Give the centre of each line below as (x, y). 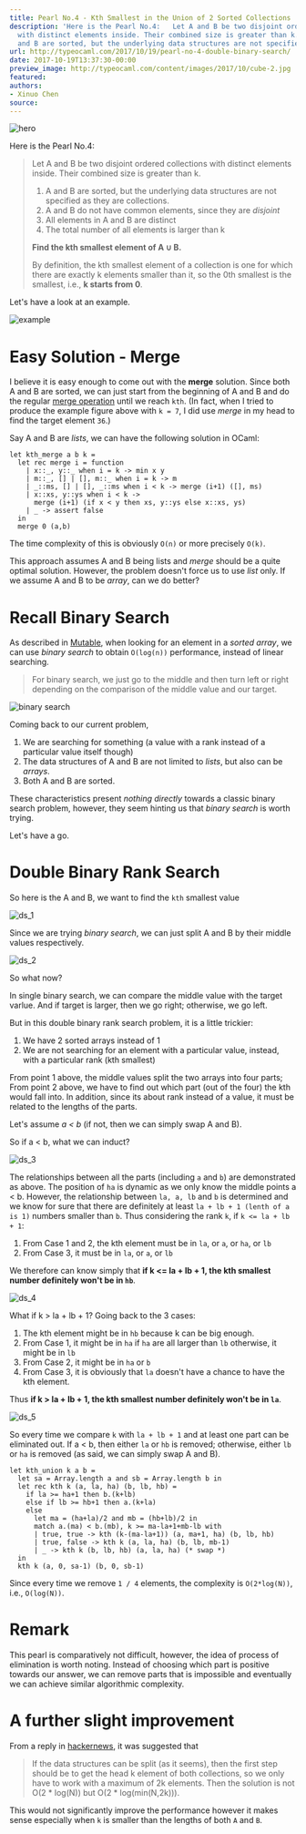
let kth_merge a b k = (52, 455)
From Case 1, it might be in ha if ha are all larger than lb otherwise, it (149, 1343)
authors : (26, 86)
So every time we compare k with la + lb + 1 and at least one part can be (149, 1435)
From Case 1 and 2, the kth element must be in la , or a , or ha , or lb (147, 1244)
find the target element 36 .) (60, 421)
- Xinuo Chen (34, 94)
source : (24, 102)
